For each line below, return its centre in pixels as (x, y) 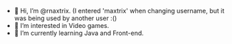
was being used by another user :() (65, 18)
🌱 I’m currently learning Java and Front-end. (79, 33)
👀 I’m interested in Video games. (62, 25)
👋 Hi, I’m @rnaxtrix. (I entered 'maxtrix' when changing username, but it (119, 11)
